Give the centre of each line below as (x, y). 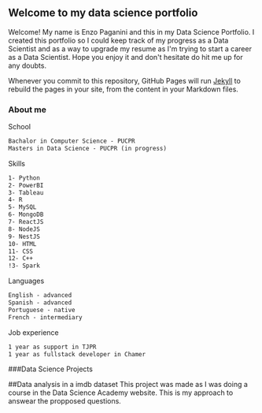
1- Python (24, 178)
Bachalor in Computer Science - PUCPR (72, 141)
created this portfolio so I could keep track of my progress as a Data (118, 40)
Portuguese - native (42, 310)
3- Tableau (26, 192)
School (20, 127)
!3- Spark (24, 266)
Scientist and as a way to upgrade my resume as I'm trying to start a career (130, 48)
